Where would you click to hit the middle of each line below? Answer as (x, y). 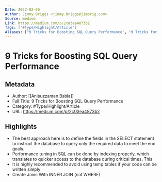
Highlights (21, 127)
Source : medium (20, 18)
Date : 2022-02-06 (23, 9)
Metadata (20, 84)
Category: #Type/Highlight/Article (46, 106)
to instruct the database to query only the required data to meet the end (84, 143)
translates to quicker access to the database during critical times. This (82, 159)
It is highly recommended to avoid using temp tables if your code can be (84, 164)
